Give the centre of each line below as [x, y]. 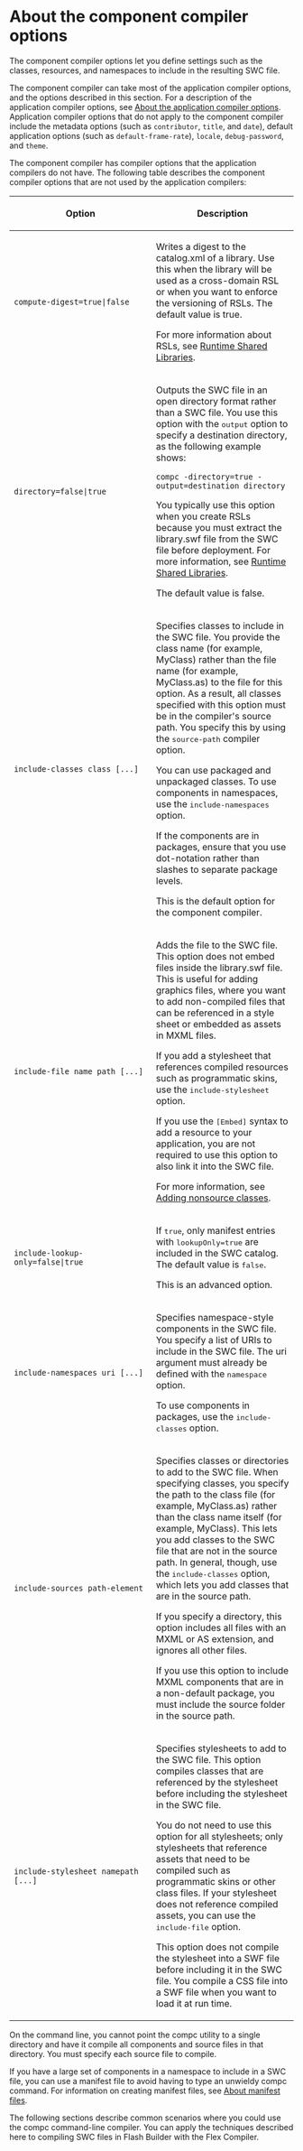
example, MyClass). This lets [217, 1528]
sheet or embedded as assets [219, 1024]
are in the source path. [204, 1596]
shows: [171, 458]
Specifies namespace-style [215, 1317]
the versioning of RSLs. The [215, 302]
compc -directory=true [205, 477]
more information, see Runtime [221, 561]
